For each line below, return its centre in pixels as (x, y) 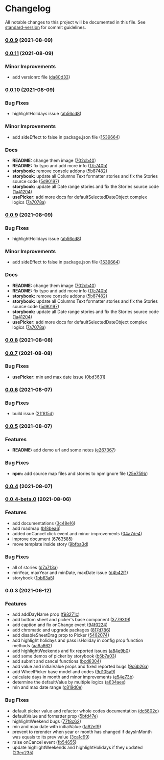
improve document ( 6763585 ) (42, 539)
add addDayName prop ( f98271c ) (46, 614)
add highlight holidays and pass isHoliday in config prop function (78, 640)
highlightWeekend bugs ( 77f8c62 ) (47, 721)
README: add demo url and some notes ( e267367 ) (64, 450)
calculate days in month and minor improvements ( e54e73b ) (73, 677)
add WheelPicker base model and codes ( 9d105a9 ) (64, 672)
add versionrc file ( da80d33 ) (41, 77)
